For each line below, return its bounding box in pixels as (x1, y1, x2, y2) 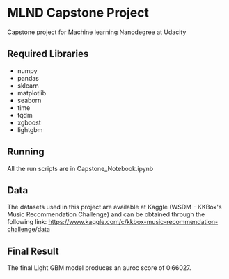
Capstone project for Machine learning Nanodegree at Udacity (7, 28, 187, 36)
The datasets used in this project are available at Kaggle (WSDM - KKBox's (7, 203, 222, 212)
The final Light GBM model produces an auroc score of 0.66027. (7, 264, 191, 272)
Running (7, 146, 45, 158)
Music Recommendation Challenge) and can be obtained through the (7, 210, 205, 218)
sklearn (17, 81, 40, 90)
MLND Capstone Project (7, 5, 150, 21)
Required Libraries (7, 48, 89, 60)
